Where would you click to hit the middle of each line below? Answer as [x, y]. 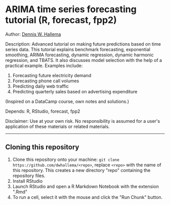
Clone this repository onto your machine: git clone [66, 159]
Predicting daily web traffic [41, 86]
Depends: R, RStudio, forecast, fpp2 [43, 111]
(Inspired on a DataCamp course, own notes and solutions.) [67, 101]
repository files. [29, 176]
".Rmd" [20, 192]
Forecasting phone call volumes [46, 81]
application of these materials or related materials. [57, 126]
